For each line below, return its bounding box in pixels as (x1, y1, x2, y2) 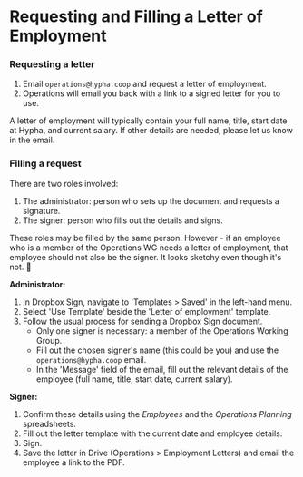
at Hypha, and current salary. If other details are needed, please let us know (9, 125, 293, 136)
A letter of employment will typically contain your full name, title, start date (9, 115, 288, 126)
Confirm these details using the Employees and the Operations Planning (22, 408, 292, 419)
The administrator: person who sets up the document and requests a (22, 195, 279, 206)
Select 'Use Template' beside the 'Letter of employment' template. (22, 306, 271, 316)
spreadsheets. (22, 418, 77, 429)
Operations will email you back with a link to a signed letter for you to (22, 88, 281, 99)
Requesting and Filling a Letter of (9, 6, 263, 27)
